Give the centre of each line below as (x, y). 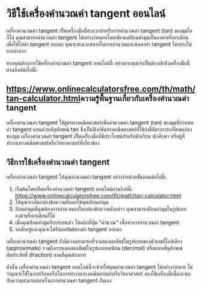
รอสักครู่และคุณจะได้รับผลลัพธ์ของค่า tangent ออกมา (68, 229)
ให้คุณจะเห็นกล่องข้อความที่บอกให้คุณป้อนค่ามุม (62, 202)
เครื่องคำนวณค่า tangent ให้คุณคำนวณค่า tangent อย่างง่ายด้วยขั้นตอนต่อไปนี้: (87, 177)
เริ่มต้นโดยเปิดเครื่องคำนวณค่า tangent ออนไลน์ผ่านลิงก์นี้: (74, 189)
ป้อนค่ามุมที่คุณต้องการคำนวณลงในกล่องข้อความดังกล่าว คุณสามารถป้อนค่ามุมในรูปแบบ (100, 209)
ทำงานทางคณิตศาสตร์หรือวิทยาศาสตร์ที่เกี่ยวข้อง (53, 143)
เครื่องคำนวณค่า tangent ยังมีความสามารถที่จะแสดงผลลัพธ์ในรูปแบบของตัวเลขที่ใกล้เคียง (94, 241)
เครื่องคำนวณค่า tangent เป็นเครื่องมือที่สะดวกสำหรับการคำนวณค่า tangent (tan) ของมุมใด (99, 30)
